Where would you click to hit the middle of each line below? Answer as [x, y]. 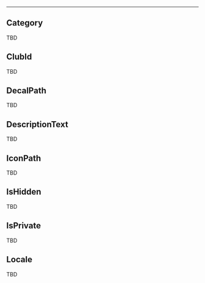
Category [25, 23]
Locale [19, 260]
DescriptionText [37, 124]
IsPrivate [24, 226]
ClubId [19, 57]
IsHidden [24, 192]
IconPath [24, 158]
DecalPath [27, 91]
